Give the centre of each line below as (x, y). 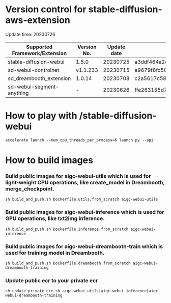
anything (18, 93)
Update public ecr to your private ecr (52, 280)
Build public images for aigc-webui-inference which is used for (85, 212)
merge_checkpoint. (30, 188)
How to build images (49, 160)
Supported (39, 47)
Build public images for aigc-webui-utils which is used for (78, 176)
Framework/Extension (39, 53)
